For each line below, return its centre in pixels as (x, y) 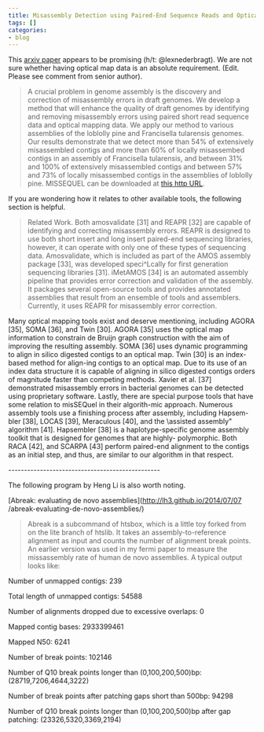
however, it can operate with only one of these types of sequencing (137, 248)
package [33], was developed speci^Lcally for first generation (128, 264)
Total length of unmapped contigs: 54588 (75, 596)
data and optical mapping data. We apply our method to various (130, 125)
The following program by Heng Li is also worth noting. (97, 485)
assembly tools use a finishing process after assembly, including (113, 413)
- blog (19, 37)
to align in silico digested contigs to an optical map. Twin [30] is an (116, 355)
